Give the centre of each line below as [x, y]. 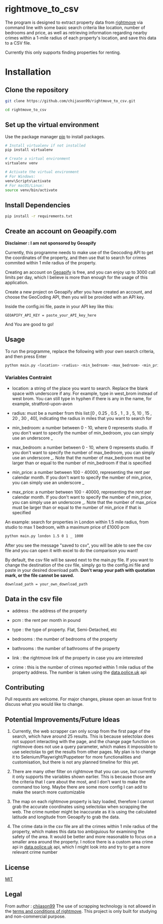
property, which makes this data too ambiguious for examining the [78, 832]
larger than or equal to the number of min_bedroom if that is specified [82, 463]
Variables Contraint [28, 378]
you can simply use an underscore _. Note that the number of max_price [84, 502]
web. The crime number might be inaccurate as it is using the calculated [84, 812]
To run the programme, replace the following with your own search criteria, [80, 351]
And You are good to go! [30, 324]
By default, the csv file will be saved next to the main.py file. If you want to [79, 560]
